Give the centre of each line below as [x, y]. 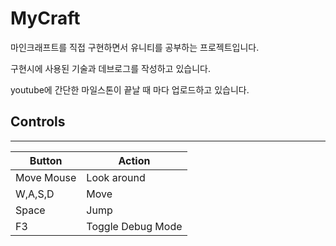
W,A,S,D [35, 194]
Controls [38, 122]
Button [46, 160]
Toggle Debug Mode [134, 226]
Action [134, 160]
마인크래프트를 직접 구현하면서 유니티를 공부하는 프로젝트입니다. [135, 47]
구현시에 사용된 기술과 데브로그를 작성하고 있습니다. [110, 68]
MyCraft [45, 18]
